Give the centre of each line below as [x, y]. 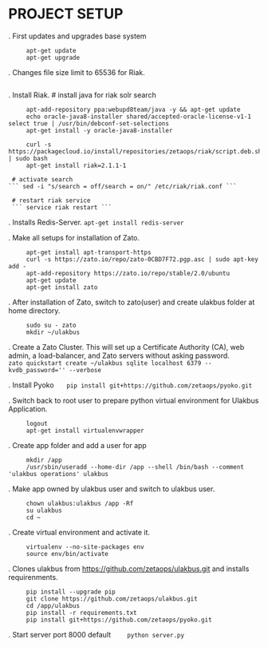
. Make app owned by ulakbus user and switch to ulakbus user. [112, 489]
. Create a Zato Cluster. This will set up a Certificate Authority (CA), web [126, 347]
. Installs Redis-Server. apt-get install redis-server [96, 222]
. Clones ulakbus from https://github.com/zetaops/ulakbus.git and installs [129, 569]
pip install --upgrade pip [71, 592]
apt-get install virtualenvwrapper [85, 431]
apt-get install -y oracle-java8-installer [99, 130]
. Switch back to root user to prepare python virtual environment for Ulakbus [134, 400]
